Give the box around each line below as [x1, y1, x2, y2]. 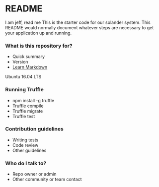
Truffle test [12, 113, 35, 119]
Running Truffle [5, 86, 44, 93]
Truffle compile [12, 103, 44, 109]
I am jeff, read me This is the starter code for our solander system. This [5, 19, 151, 25]
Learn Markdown [12, 64, 48, 70]
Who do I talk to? [5, 160, 47, 167]
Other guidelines [12, 147, 47, 153]
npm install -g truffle [12, 97, 55, 103]
